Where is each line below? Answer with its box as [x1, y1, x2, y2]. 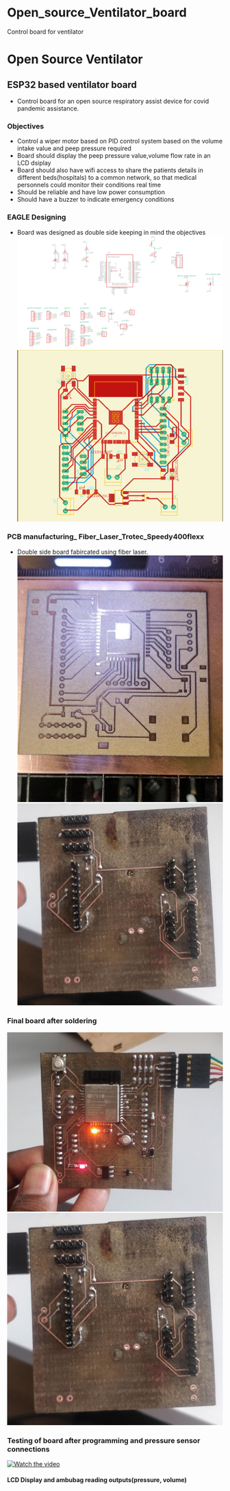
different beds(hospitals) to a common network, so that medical [16, 174, 197, 182]
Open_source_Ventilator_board [7, 5, 187, 21]
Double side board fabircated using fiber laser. [16, 548, 149, 556]
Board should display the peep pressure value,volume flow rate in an [16, 152, 211, 160]
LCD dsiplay [16, 159, 51, 167]
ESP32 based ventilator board [7, 79, 137, 91]
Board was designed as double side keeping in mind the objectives [16, 228, 206, 236]
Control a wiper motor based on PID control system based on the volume [16, 137, 223, 145]
